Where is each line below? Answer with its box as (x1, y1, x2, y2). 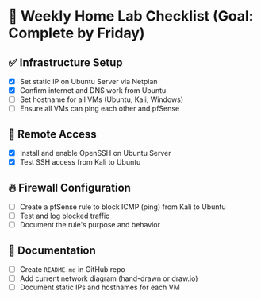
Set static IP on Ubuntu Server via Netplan (19, 77, 158, 86)
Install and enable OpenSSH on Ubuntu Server (19, 149, 172, 158)
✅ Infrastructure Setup (8, 56, 123, 69)
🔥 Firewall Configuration (8, 181, 131, 194)
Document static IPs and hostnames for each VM (19, 282, 180, 293)
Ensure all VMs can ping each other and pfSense (19, 103, 180, 114)
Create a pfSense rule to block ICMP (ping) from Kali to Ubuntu (19, 202, 226, 212)
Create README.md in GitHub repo (19, 265, 125, 274)
